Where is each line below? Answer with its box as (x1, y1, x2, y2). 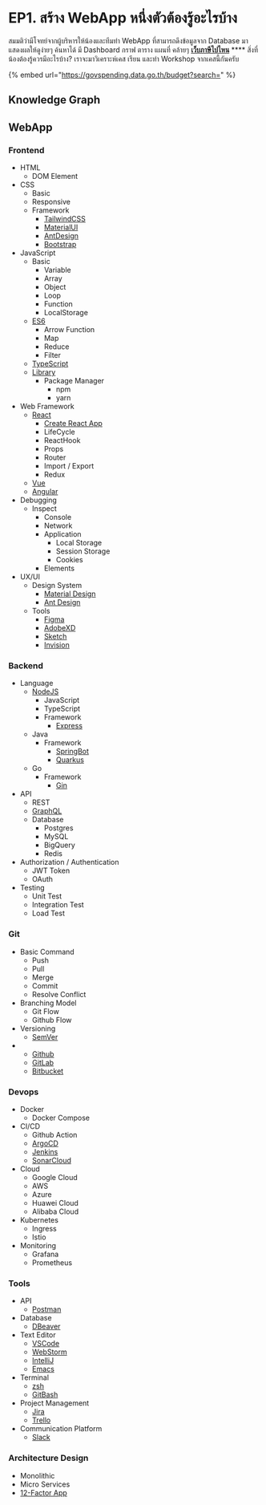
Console (43, 513, 72, 522)
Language (19, 679, 54, 688)
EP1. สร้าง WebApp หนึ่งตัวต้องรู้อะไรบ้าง (8, 9, 238, 27)
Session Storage (55, 546, 111, 556)
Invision (43, 640, 70, 650)
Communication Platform (19, 1424, 103, 1434)
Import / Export (43, 461, 95, 471)
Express (55, 721, 83, 731)
